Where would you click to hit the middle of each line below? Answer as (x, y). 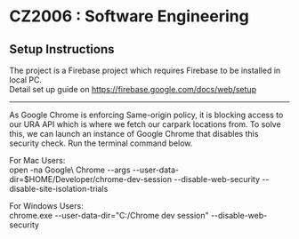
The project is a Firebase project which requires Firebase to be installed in (145, 70)
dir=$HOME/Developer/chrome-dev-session (90, 179)
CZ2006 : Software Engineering (129, 16)
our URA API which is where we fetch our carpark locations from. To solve (145, 124)
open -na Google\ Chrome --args (70, 170)
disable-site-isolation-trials (59, 189)
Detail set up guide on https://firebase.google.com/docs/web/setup (133, 89)
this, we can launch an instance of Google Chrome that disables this (134, 134)
